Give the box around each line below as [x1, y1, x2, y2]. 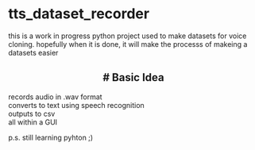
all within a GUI [8, 117, 58, 127]
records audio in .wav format [8, 92, 102, 102]
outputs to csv [8, 109, 56, 118]
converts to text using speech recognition [8, 100, 145, 110]
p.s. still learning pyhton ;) [8, 133, 94, 142]
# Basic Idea [102, 71, 164, 84]
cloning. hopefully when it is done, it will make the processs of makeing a [8, 39, 248, 48]
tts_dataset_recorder [8, 5, 149, 23]
